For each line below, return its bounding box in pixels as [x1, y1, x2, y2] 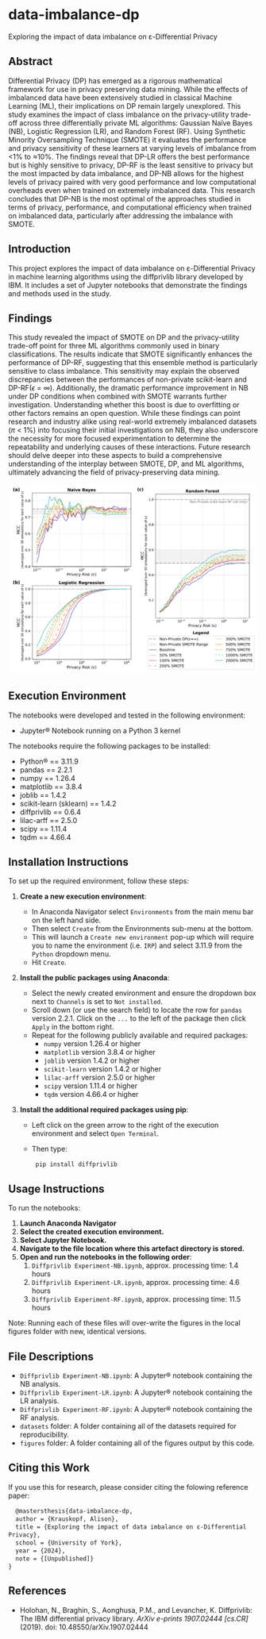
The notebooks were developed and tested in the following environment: [8, 710, 246, 720]
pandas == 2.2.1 [19, 764, 73, 775]
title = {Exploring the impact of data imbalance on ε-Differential [15, 1522, 247, 1531]
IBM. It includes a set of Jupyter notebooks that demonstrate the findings [8, 280, 248, 290]
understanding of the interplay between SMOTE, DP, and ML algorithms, [8, 459, 245, 469]
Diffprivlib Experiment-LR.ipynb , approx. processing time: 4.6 [31, 1278, 240, 1287]
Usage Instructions [8, 1182, 105, 1195]
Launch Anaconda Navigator [19, 1218, 117, 1228]
